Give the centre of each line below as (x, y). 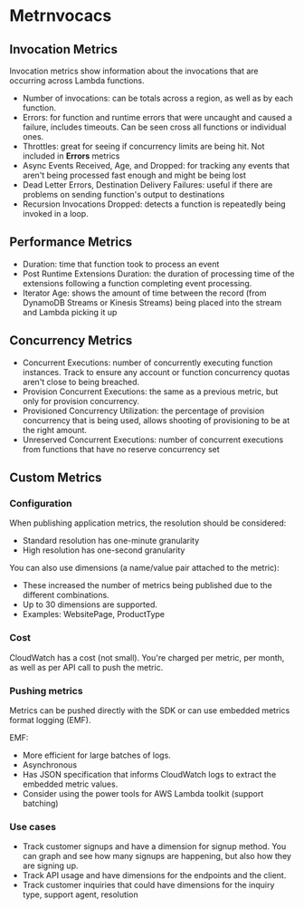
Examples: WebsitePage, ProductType (94, 614)
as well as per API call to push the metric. (86, 667)
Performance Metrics (71, 242)
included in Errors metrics (71, 156)
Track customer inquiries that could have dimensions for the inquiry (148, 885)
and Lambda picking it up (70, 312)
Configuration (41, 503)
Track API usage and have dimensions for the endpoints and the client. (154, 875)
